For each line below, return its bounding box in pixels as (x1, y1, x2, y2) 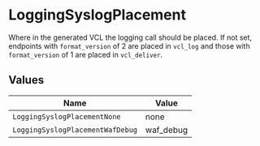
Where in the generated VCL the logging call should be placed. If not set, (8, 32, 253, 42)
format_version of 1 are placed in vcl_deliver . (8, 49, 163, 59)
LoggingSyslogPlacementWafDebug (12, 125, 138, 135)
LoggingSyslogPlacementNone (12, 112, 121, 121)
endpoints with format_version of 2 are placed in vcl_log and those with (8, 41, 250, 50)
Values (8, 73, 45, 87)
